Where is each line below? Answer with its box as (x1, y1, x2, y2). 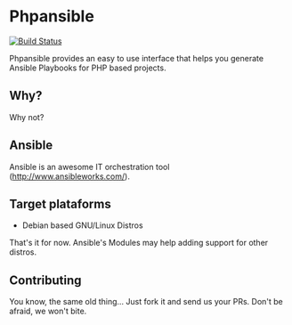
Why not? (9, 111, 45, 122)
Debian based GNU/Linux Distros (21, 220, 144, 231)
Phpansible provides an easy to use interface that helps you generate (9, 53, 264, 63)
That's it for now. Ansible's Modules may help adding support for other (9, 238, 269, 248)
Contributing (9, 272, 82, 288)
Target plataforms (9, 196, 111, 211)
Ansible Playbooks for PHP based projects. (9, 62, 166, 73)
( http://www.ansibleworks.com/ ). (9, 171, 131, 182)
